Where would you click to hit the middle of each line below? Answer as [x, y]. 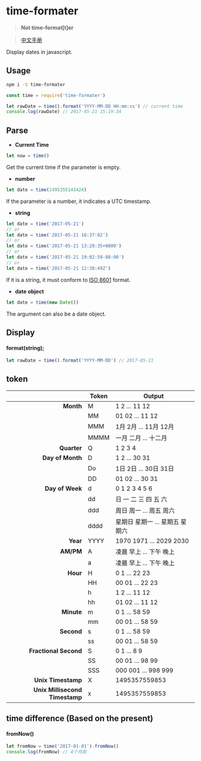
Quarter [71, 448]
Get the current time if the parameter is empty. [63, 167]
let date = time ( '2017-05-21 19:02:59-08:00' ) [65, 257]
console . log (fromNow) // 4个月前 [46, 752]
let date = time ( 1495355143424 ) [46, 190]
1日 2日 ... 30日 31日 [145, 468]
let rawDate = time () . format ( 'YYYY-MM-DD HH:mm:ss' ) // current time [95, 106]
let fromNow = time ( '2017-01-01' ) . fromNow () [63, 747]
